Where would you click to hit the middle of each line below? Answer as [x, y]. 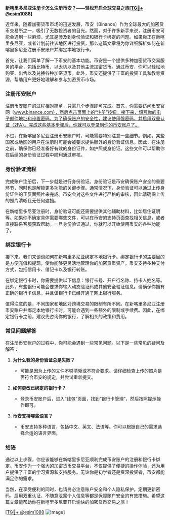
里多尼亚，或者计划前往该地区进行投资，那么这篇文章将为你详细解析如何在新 [85, 43]
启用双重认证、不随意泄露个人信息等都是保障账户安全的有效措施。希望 [87, 496]
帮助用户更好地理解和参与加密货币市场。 [56, 79]
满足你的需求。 [21, 479]
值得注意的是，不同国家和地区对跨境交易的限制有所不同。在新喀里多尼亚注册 [85, 303]
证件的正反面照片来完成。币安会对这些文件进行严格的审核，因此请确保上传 [87, 194]
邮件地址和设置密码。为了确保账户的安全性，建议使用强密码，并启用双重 [85, 118]
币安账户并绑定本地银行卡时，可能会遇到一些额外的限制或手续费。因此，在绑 [85, 310]
